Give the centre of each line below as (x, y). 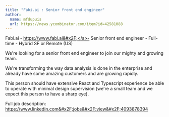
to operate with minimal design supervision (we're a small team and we (79, 89)
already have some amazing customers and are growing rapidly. (72, 74)
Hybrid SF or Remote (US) (46, 44)
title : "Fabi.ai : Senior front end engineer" (55, 10)
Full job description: (26, 104)
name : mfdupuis (26, 19)
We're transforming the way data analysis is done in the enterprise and (79, 68)
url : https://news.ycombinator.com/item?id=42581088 (66, 24)
